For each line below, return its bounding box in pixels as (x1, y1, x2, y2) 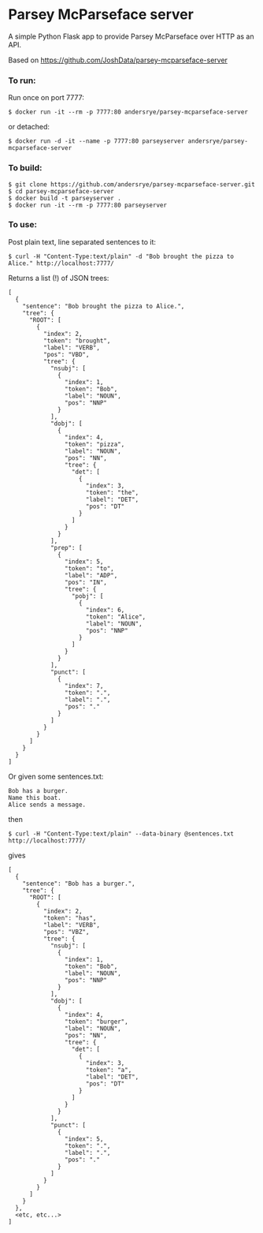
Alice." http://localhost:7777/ (8, 259, 114, 267)
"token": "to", (64, 564, 114, 573)
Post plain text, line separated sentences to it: (8, 237, 156, 246)
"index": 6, (85, 606, 125, 614)
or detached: (8, 122, 50, 132)
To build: (8, 163, 43, 174)
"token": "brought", (43, 337, 111, 345)
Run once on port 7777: (8, 93, 84, 103)
